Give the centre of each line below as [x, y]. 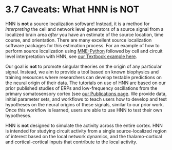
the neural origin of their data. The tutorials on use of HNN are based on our [85, 83]
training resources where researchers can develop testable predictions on [83, 77]
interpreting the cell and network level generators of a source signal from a [84, 29]
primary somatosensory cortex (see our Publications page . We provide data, [86, 93]
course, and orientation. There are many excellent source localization [79, 40]
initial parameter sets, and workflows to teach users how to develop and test [86, 99]
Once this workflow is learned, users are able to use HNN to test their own [84, 110]
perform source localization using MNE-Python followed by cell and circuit [84, 51]
